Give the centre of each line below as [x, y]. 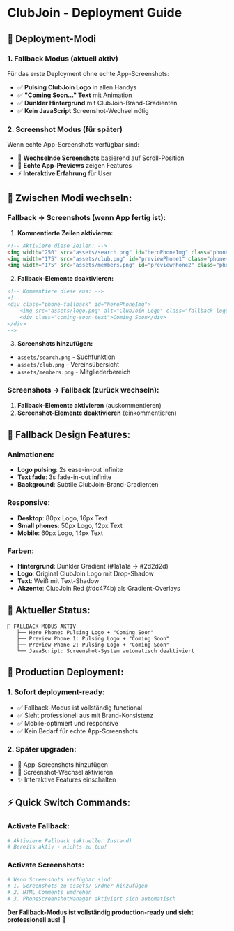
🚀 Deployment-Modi [52, 39]
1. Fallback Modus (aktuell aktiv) [63, 59]
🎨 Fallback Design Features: [69, 435]
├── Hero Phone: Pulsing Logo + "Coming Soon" [85, 632]
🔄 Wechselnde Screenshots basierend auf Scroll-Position [101, 158]
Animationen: [31, 455]
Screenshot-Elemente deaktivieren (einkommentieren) [97, 413]
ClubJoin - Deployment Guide [95, 13]
